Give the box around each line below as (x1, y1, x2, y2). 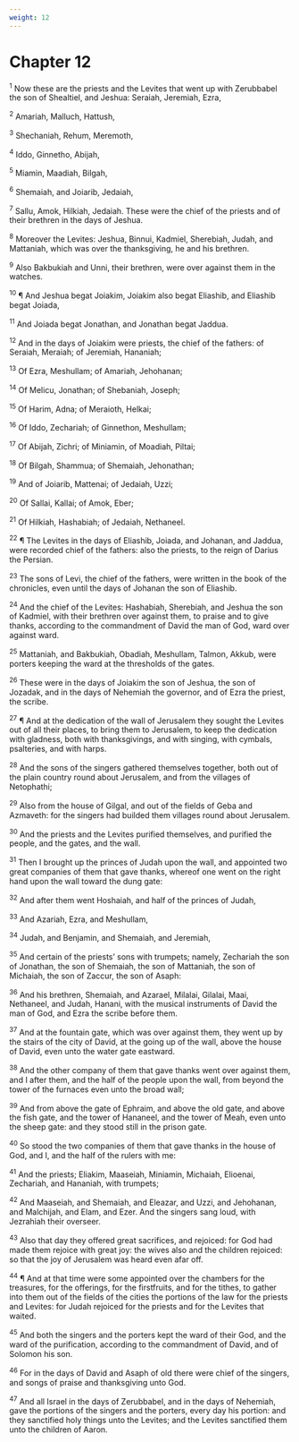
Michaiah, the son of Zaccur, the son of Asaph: (9, 970, 181, 981)
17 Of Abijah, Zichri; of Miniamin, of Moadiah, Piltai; (9, 439, 196, 452)
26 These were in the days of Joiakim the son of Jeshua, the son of (9, 675, 256, 687)
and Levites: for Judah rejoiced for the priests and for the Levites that (9, 1301, 265, 1312)
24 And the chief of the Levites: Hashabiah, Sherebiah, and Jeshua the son (9, 600, 284, 612)
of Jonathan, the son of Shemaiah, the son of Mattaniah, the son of (9, 960, 256, 971)
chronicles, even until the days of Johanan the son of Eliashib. (9, 583, 237, 593)
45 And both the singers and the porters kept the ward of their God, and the (9, 1328, 287, 1341)
